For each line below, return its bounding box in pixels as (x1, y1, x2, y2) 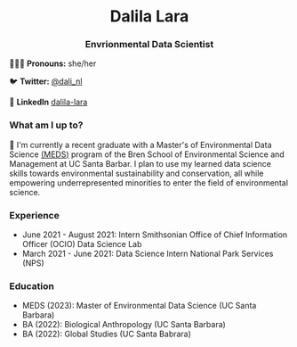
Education (9, 280, 55, 292)
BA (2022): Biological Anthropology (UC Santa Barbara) (21, 319, 227, 330)
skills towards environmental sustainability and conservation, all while (9, 168, 264, 178)
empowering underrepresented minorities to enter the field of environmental (9, 177, 289, 188)
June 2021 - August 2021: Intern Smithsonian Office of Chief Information (21, 229, 288, 240)
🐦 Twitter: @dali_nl (9, 76, 83, 87)
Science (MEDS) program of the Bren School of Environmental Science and (9, 149, 285, 160)
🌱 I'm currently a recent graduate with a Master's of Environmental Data (9, 139, 272, 150)
